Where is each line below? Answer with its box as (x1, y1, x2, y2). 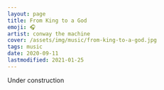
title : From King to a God (7, 17, 87, 24)
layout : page (7, 10, 46, 18)
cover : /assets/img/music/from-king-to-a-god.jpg (7, 37, 158, 44)
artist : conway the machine (7, 30, 91, 38)
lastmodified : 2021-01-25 (7, 57, 84, 64)
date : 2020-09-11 (7, 50, 59, 57)
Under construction (7, 76, 65, 84)
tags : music (7, 43, 43, 50)
